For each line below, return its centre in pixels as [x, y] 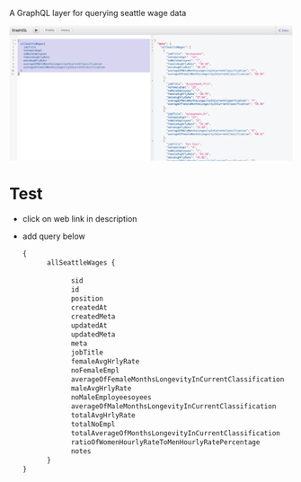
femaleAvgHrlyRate [105, 361]
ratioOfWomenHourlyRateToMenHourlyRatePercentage [165, 442]
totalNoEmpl [93, 424]
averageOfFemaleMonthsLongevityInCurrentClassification [177, 379]
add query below [53, 236]
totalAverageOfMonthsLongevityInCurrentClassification [175, 433]
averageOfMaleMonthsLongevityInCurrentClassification [173, 406]
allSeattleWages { [81, 263]
